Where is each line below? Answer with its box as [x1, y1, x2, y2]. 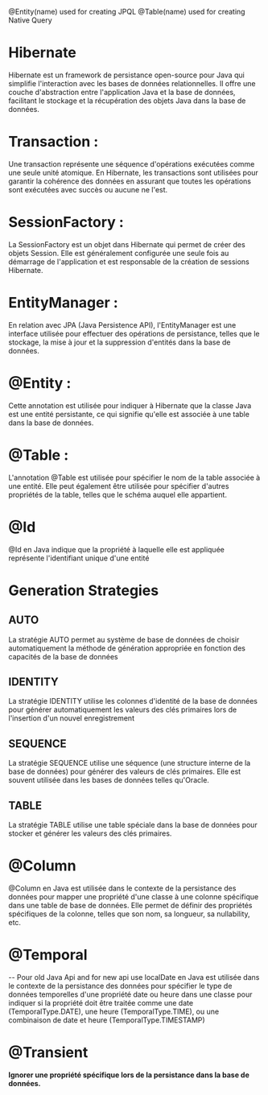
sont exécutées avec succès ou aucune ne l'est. [8, 184, 168, 194]
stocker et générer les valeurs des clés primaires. [8, 828, 172, 838]
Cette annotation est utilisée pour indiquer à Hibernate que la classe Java [8, 400, 252, 410]
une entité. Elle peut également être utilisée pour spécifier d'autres [8, 481, 229, 490]
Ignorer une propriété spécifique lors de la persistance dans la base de [8, 1070, 249, 1080]
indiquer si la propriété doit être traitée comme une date [8, 998, 194, 1007]
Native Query [8, 15, 52, 25]
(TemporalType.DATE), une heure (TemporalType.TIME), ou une [8, 1006, 220, 1016]
